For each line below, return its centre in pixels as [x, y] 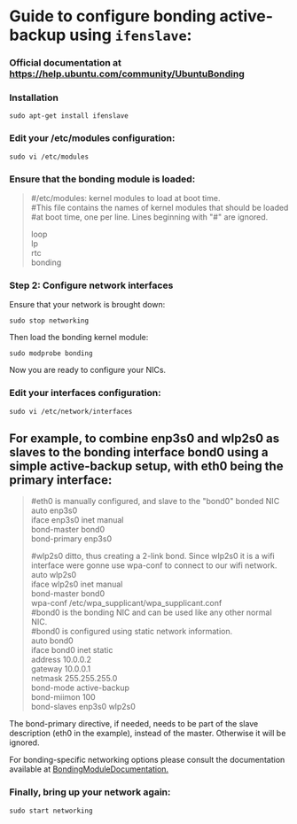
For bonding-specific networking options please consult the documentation [147, 760]
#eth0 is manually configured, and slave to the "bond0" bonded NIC [155, 501]
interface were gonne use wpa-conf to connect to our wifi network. [154, 565]
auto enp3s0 [54, 510]
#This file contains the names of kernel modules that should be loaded [160, 207]
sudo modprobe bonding [51, 354]
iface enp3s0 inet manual [77, 520]
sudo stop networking [49, 321]
